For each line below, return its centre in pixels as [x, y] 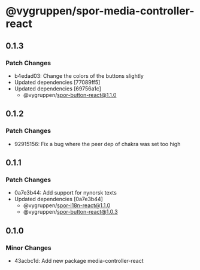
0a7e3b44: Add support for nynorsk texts [66, 193]
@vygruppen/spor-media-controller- [100, 11]
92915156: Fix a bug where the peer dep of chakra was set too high [97, 144]
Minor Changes [28, 248]
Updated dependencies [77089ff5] [57, 82]
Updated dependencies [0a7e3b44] [58, 199]
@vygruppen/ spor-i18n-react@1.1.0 [67, 205]
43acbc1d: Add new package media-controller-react [79, 260]
